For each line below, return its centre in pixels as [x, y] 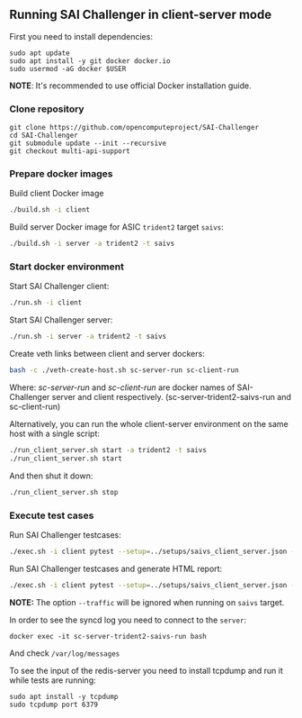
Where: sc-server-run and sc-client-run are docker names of [122, 387]
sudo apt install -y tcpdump [64, 696]
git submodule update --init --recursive [88, 143]
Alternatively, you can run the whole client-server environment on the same [149, 424]
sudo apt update [40, 53]
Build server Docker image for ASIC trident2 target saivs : [117, 227]
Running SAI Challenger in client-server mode [141, 15]
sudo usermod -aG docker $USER [68, 68]
